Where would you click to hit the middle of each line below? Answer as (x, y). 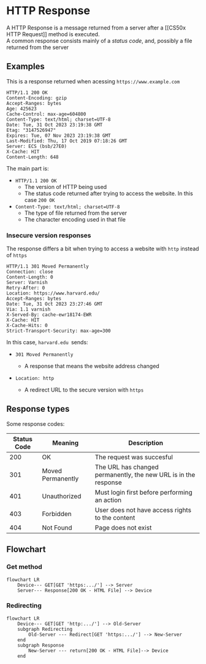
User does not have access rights (143, 510)
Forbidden (57, 514)
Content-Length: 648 (33, 157)
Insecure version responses (49, 235)
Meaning (65, 442)
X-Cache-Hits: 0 (27, 326)
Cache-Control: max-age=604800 (46, 114)
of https (17, 255)
